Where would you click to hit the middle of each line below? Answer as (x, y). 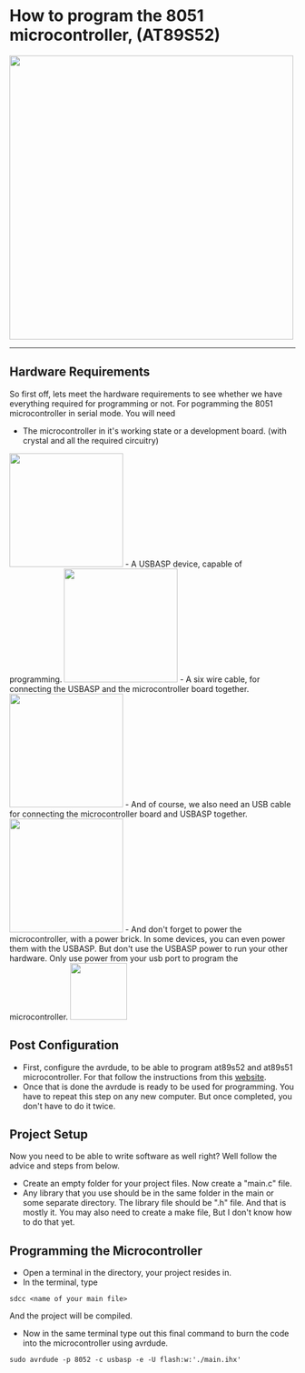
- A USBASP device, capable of (184, 564)
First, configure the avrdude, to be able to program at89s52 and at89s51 (157, 1067)
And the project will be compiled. (71, 1316)
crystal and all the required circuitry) (90, 440)
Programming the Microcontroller (106, 1251)
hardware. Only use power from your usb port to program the (124, 958)
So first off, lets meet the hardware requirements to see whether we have (146, 394)
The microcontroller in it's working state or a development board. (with (155, 431)
